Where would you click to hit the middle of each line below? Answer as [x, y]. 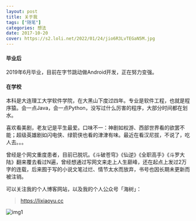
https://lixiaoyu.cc [42, 201]
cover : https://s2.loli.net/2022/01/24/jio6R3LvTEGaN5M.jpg [81, 39]
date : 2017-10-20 [27, 33]
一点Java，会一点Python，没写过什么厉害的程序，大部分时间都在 [104, 108]
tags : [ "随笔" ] [24, 22]
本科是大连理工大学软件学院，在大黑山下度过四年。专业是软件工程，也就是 [95, 101]
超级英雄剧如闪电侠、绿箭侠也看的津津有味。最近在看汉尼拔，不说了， [100, 135]
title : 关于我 [22, 17]
